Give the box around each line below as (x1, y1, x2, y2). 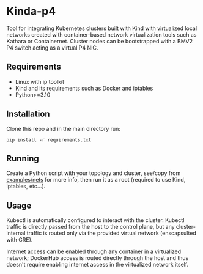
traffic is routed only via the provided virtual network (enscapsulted (26, 229, 197, 237)
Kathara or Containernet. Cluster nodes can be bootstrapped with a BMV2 (6, 37, 193, 45)
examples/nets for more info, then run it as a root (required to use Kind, (6, 176, 186, 183)
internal (6, 229, 26, 237)
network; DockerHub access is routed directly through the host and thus (6, 254, 189, 262)
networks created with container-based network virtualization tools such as (6, 31, 197, 38)
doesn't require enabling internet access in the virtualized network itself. (6, 261, 189, 268)
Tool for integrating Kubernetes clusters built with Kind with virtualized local (6, 24, 197, 32)
